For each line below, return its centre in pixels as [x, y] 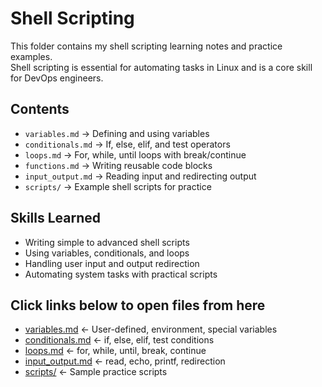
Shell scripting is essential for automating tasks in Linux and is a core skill [161, 67]
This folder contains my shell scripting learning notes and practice [146, 46]
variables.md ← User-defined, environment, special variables [151, 329]
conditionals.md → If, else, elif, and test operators [127, 144]
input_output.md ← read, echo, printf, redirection [125, 361]
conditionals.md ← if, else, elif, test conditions [119, 340]
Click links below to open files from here [138, 305]
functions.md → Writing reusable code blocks [118, 165]
